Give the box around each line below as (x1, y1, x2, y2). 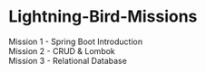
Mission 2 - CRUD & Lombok (8, 45, 115, 56)
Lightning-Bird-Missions (8, 6, 198, 27)
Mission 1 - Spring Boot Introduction (8, 36, 142, 47)
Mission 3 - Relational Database (8, 55, 128, 66)
